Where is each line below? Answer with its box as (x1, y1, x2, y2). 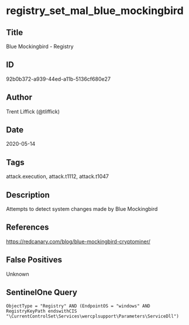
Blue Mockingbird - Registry (6, 43, 74, 50)
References (6, 223, 49, 232)
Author (6, 93, 32, 102)
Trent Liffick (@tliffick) (6, 108, 60, 115)
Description (6, 190, 50, 200)
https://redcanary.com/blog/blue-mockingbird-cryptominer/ (6, 238, 151, 245)
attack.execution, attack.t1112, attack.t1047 (6, 173, 109, 180)
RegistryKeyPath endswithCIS (6, 308, 77, 314)
